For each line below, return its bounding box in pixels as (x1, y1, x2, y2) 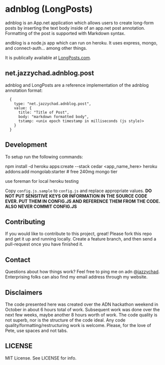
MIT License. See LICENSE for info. (5, 355, 77, 361)
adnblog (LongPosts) (5, 3, 93, 15)
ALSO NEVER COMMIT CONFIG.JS (5, 203, 77, 209)
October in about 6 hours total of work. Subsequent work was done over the (5, 307, 160, 312)
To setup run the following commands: (5, 154, 83, 160)
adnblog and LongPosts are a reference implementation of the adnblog (5, 82, 149, 88)
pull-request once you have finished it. (5, 241, 84, 247)
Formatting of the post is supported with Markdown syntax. (5, 30, 126, 36)
